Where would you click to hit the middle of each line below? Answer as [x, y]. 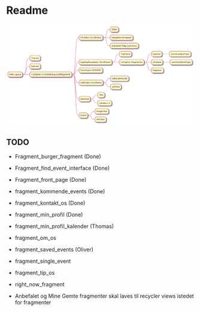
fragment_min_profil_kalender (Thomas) [64, 226]
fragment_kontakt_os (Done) [50, 203]
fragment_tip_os [35, 272]
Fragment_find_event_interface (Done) [62, 168]
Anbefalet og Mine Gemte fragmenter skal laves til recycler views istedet [104, 296]
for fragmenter [33, 302]
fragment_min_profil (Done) [49, 214]
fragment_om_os [36, 238]
